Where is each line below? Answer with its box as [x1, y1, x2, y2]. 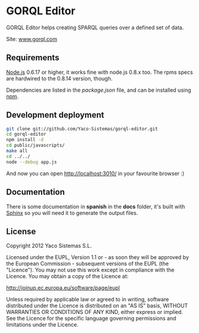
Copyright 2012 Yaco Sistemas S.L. [6, 242, 92, 250]
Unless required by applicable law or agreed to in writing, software [6, 296, 169, 303]
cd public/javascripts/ [6, 142, 65, 148]
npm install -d [6, 137, 44, 143]
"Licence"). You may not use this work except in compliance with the [6, 266, 175, 273]
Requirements [6, 52, 59, 63]
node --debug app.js [6, 159, 58, 165]
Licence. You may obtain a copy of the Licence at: [6, 273, 129, 280]
